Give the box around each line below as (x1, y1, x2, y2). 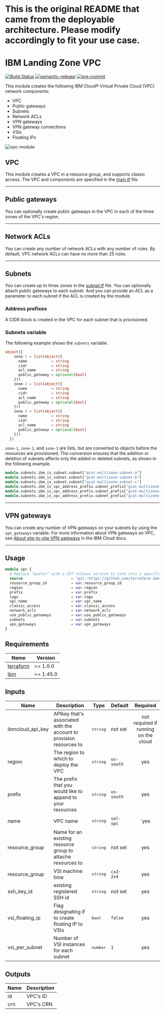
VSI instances (53, 941, 85, 948)
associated (53, 716, 79, 723)
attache (53, 853, 71, 860)
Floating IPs (12, 134, 36, 141)
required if (133, 719, 158, 726)
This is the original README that (5, 3, 139, 15)
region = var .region (9, 585, 98, 590)
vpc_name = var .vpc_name (9, 599, 102, 604)
